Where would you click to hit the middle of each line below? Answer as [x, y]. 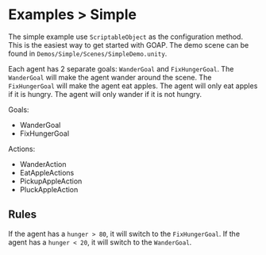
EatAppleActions [47, 172]
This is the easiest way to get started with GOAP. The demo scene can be [129, 44]
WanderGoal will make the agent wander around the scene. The [110, 77]
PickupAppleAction [51, 181]
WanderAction [43, 164]
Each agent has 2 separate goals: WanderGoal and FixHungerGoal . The [121, 68]
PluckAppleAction [49, 189]
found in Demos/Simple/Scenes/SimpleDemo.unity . [88, 53]
